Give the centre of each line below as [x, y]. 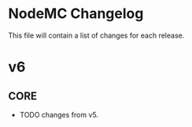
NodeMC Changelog [76, 14]
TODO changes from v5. [59, 114]
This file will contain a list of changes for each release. [96, 35]
